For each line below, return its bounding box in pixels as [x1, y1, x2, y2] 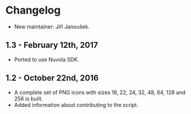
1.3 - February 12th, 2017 [5, 40, 98, 50]
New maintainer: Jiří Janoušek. [14, 23, 90, 30]
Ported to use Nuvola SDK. [14, 56, 79, 63]
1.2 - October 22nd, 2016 [5, 73, 99, 83]
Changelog [5, 4, 61, 17]
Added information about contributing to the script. [14, 101, 138, 108]
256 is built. [14, 95, 43, 102]
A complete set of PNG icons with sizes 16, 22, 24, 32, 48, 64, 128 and [14, 89, 186, 96]
